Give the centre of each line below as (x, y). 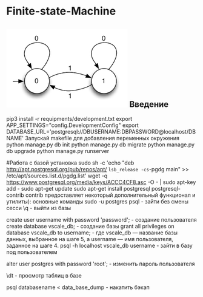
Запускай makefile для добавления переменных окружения (102, 138)
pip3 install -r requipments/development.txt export (69, 119)
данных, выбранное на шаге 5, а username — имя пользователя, (90, 239)
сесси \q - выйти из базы (39, 208)
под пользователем (32, 252)
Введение (149, 104)
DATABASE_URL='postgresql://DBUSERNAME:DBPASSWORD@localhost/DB (101, 131)
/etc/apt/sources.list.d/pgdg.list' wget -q (57, 176)
